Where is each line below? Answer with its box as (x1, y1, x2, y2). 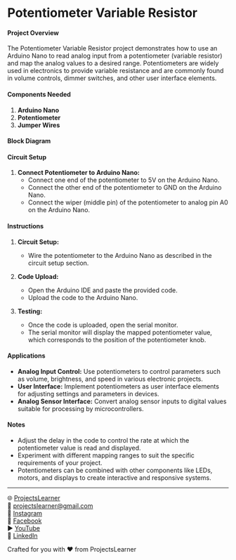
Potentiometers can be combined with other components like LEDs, (17, 466, 213, 474)
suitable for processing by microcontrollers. (17, 404, 144, 412)
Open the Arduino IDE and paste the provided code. (27, 286, 178, 294)
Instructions (7, 221, 44, 230)
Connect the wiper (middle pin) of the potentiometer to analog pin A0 (27, 198, 228, 207)
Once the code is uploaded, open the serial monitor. (27, 320, 178, 329)
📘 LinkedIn (7, 532, 38, 540)
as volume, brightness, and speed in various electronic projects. (17, 375, 204, 383)
